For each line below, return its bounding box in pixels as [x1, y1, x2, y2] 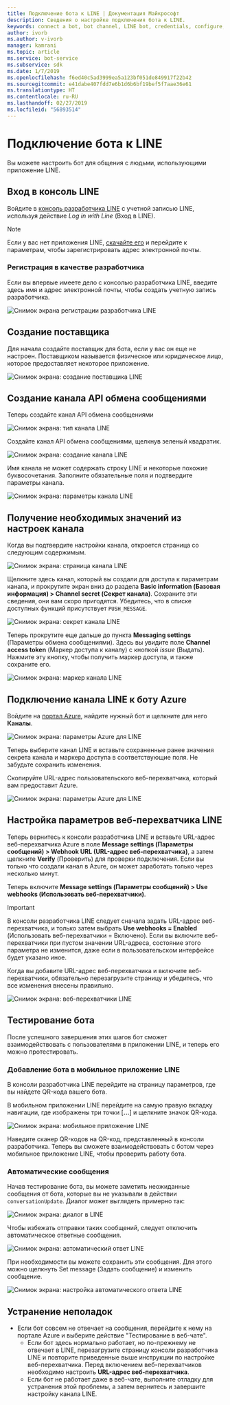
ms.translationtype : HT [7, 87, 76, 94]
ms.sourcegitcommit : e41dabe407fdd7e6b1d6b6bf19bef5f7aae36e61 [7, 81, 192, 87]
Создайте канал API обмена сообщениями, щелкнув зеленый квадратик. [7, 437, 222, 446]
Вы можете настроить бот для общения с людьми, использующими [7, 158, 207, 167]
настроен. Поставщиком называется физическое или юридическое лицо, [7, 352, 223, 360]
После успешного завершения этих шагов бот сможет [7, 1032, 168, 1041]
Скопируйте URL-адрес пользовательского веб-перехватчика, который [7, 774, 218, 782]
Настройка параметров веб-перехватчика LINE [7, 814, 222, 826]
